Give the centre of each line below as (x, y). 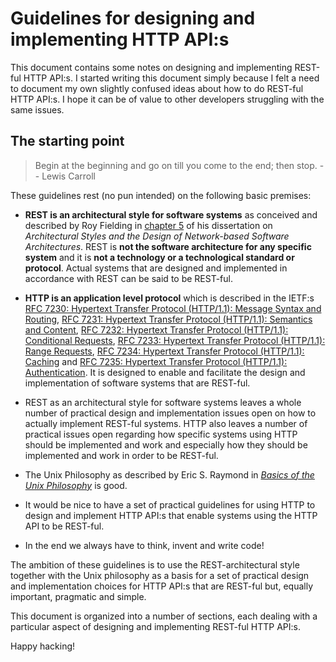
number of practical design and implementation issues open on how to (170, 413)
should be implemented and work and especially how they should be (166, 444)
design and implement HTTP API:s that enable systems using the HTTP (171, 515)
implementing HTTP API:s (120, 39)
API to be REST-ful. (64, 526)
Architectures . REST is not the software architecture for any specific (168, 246)
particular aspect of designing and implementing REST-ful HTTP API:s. (155, 626)
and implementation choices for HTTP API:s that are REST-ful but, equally (162, 586)
